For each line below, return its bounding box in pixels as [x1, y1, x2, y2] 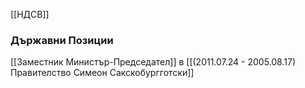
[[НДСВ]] [10, 9, 50, 20]
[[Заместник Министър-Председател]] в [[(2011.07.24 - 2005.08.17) [10, 56, 297, 68]
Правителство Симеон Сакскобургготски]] [10, 67, 195, 79]
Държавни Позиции [10, 33, 114, 47]
